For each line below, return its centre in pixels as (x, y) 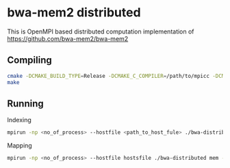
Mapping (20, 145)
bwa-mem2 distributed (74, 13)
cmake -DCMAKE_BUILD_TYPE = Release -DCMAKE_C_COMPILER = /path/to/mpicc (108, 76)
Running (26, 103)
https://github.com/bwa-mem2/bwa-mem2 (68, 38)
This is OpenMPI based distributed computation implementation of (101, 31)
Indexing (20, 120)
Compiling (30, 60)
